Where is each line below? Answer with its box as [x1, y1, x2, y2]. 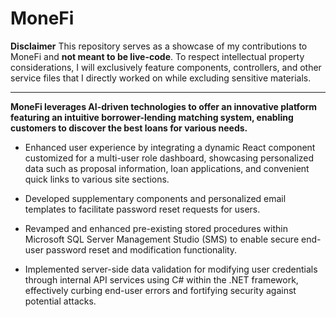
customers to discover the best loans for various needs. [10, 122, 248, 134]
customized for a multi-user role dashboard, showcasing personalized [24, 152, 315, 164]
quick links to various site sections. [24, 173, 170, 185]
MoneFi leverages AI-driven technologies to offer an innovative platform [10, 100, 318, 112]
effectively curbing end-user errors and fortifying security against [24, 284, 297, 296]
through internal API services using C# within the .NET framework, [24, 273, 299, 286]
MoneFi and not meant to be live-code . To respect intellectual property [10, 50, 305, 62]
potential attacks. [24, 295, 97, 307]
